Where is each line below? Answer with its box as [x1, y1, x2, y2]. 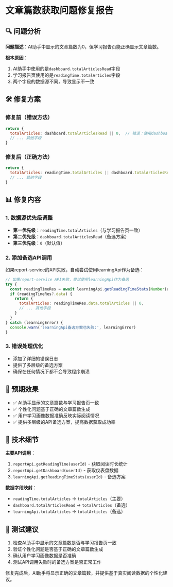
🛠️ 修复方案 [5, 95, 41, 103]
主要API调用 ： [5, 450, 36, 456]
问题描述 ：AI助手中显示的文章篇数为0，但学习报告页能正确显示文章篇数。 [5, 44, 162, 49]
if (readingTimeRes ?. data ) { [10, 291, 73, 297]
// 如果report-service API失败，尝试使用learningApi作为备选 [5, 277, 129, 282]
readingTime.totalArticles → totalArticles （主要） [12, 495, 126, 502]
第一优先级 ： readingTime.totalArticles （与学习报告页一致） [12, 227, 143, 233]
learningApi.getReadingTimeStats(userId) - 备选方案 [12, 474, 126, 480]
